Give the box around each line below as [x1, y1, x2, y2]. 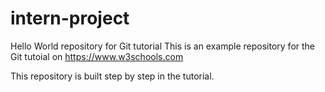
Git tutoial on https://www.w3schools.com [10, 50, 184, 62]
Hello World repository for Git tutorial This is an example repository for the [10, 40, 316, 52]
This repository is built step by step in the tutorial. [10, 70, 215, 82]
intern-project [10, 7, 130, 30]
